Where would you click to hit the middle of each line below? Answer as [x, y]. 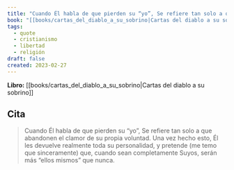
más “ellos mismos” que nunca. [69, 160]
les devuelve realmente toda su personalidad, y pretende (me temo [120, 146]
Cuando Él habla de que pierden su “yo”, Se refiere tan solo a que [118, 131]
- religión [29, 53]
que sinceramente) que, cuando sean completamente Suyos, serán [120, 153]
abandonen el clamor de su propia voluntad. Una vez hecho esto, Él [121, 138]
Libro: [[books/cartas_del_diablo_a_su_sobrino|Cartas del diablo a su [106, 85]
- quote [25, 33]
